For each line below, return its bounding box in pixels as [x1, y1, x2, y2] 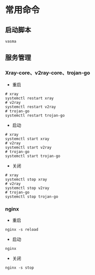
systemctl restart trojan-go [5, 113, 65, 118]
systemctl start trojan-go [5, 153, 61, 158]
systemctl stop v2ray [5, 185, 50, 190]
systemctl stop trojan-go [5, 194, 58, 199]
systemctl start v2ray [5, 145, 52, 150]
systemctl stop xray [5, 177, 48, 182]
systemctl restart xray [5, 95, 54, 101]
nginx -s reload [5, 227, 38, 232]
